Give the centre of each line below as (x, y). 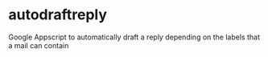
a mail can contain (39, 45)
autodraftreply (58, 15)
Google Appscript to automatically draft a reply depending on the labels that (134, 37)
